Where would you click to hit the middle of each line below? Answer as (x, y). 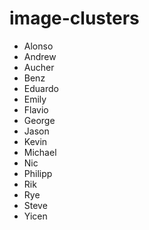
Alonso (38, 46)
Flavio (36, 109)
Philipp (38, 173)
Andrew (40, 56)
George (39, 120)
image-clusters (74, 18)
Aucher (39, 67)
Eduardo (41, 88)
